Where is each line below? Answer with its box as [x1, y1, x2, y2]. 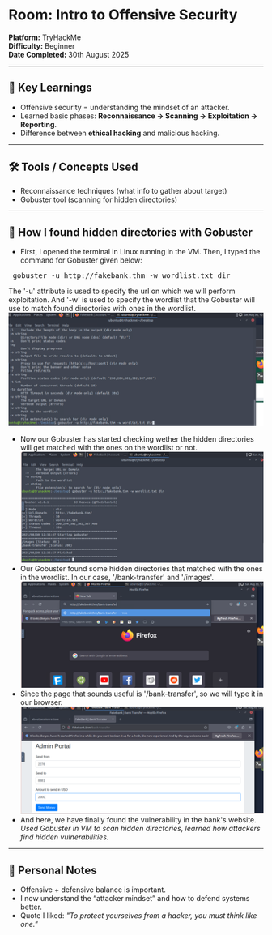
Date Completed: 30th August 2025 [8, 49, 130, 59]
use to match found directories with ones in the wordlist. [8, 304, 197, 314]
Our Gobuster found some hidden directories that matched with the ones [19, 563, 263, 573]
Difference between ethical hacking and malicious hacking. [19, 128, 220, 138]
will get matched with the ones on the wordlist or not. [19, 443, 198, 453]
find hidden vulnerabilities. [19, 832, 109, 842]
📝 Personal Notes [8, 863, 97, 877]
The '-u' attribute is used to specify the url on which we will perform [8, 286, 236, 297]
